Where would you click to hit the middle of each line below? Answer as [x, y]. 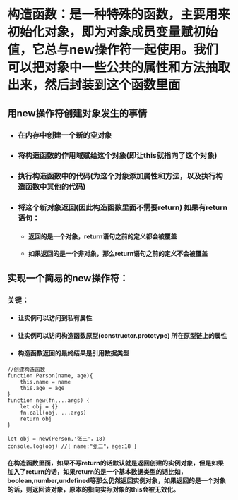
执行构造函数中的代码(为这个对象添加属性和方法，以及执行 [117, 176]
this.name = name [46, 382]
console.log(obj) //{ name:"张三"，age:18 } [72, 446]
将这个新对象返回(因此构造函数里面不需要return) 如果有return [123, 207]
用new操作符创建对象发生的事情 [77, 113]
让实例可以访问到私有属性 [55, 318]
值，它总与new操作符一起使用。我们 [113, 50]
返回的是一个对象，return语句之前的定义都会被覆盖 [102, 236]
